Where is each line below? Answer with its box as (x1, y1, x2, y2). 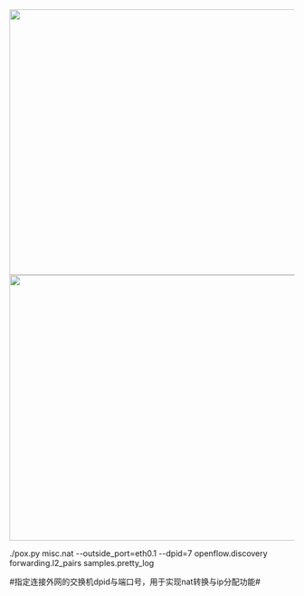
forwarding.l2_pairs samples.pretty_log (9, 558, 155, 568)
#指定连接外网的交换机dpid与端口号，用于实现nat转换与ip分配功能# (9, 576, 261, 587)
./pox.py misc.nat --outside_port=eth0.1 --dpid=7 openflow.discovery (9, 548, 269, 559)
